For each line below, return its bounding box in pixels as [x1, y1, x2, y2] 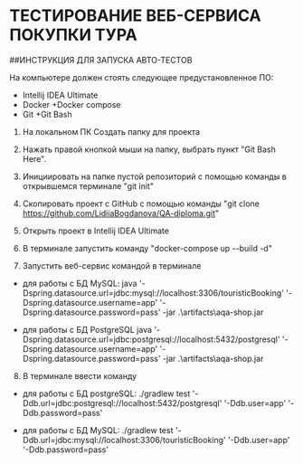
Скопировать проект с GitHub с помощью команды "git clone [22, 198, 260, 209]
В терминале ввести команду [22, 370, 137, 381]
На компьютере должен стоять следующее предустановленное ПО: [9, 71, 274, 82]
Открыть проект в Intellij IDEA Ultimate [22, 225, 170, 236]
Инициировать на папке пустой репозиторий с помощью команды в [22, 171, 287, 182]
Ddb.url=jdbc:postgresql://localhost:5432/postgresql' [22, 397, 223, 408]
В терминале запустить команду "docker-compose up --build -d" [22, 242, 273, 253]
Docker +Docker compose [22, 99, 121, 109]
